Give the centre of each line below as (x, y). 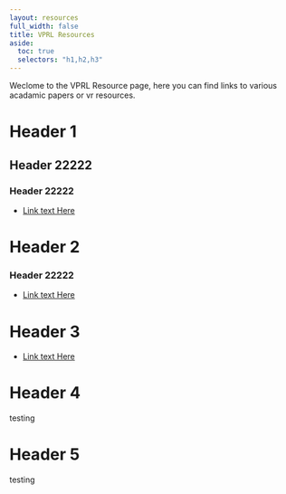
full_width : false (44, 26)
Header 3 (45, 332)
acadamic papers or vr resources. (72, 95)
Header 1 (43, 132)
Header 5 (44, 455)
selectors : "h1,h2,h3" (60, 60)
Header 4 (45, 393)
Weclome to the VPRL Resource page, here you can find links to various (143, 85)
